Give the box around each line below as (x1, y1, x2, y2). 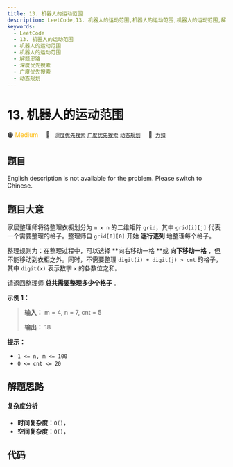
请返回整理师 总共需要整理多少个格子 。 (7, 279, 120, 287)
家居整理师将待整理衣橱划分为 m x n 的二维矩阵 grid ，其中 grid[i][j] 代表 (7, 223, 221, 231)
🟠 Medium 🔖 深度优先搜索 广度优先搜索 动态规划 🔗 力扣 (7, 131, 166, 139)
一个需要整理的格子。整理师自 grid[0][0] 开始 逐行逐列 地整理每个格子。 (7, 231, 216, 240)
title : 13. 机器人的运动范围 (7, 10, 83, 17)
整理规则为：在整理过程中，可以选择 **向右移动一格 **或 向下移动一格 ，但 (7, 246, 221, 254)
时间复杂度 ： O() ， (17, 418, 70, 427)
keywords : (7, 23, 36, 30)
